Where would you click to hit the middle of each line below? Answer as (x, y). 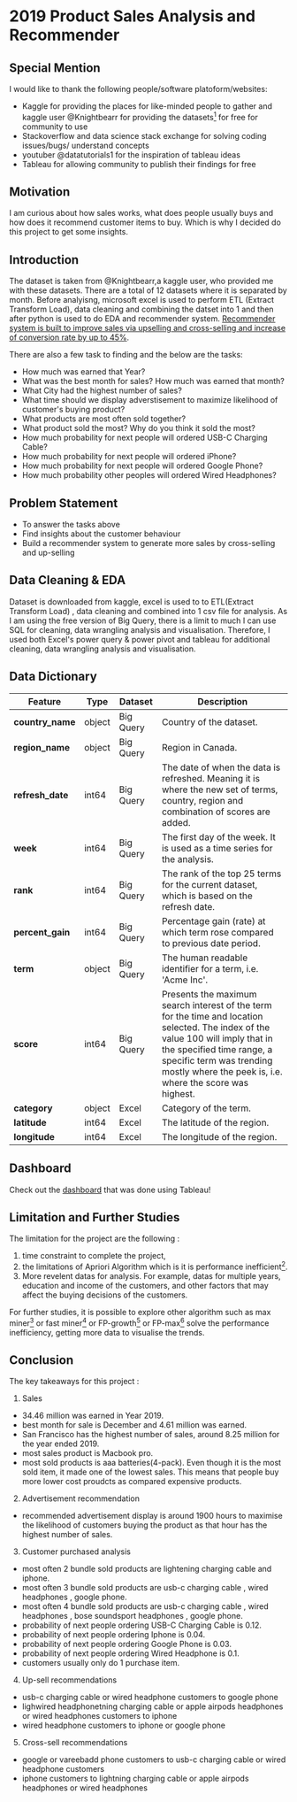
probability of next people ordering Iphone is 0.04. (114, 1635)
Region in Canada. (200, 747)
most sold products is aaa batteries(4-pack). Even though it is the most (151, 1463)
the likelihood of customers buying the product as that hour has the (145, 1525)
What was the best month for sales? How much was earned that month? (153, 381)
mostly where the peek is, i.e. (222, 1071)
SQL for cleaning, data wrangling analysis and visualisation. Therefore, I (140, 629)
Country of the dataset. (210, 721)
